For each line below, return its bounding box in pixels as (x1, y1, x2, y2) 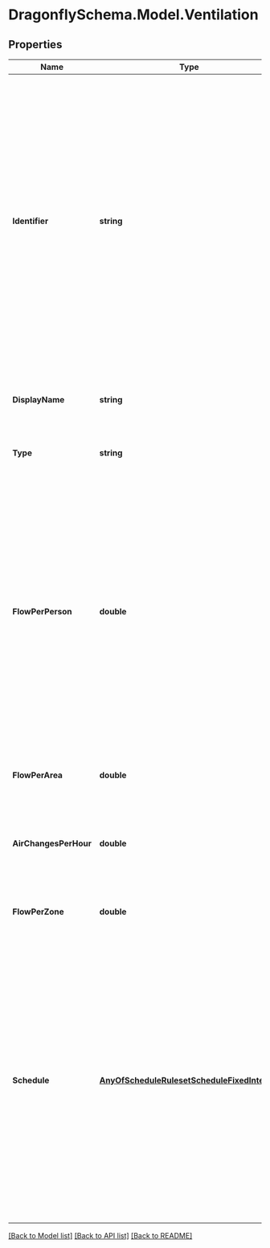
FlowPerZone (12, 906, 64, 917)
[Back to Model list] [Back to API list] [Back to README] (8, 1231, 193, 1240)
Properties (8, 38, 63, 51)
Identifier (12, 215, 49, 226)
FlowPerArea (12, 769, 63, 781)
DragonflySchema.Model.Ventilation (8, 6, 259, 24)
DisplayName (12, 394, 65, 405)
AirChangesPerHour (12, 838, 92, 849)
